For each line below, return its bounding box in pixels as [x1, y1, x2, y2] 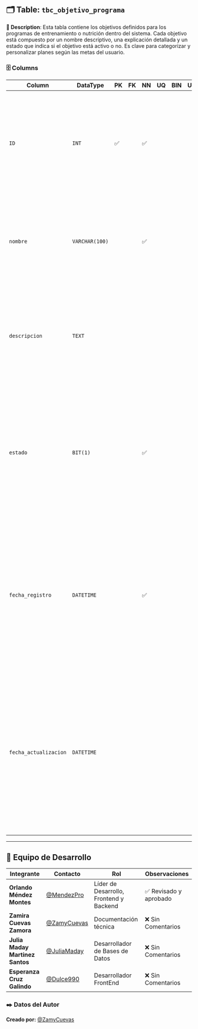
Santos [9, 958, 29, 966]
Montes [9, 898, 31, 906]
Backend [94, 901, 119, 910]
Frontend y [94, 894, 124, 903]
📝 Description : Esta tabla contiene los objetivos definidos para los [6, 23, 167, 31]
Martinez [9, 950, 35, 959]
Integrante [9, 870, 40, 878]
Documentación [94, 915, 138, 923]
